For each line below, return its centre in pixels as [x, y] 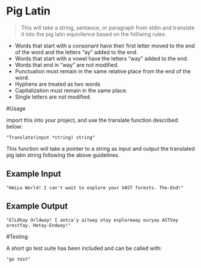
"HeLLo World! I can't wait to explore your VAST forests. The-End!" [95, 187]
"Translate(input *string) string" [51, 137]
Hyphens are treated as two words [58, 84]
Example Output [37, 206]
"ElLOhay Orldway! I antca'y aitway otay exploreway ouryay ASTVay [92, 220]
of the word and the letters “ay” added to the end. [76, 52]
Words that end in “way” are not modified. [67, 65]
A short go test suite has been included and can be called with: [84, 248]
